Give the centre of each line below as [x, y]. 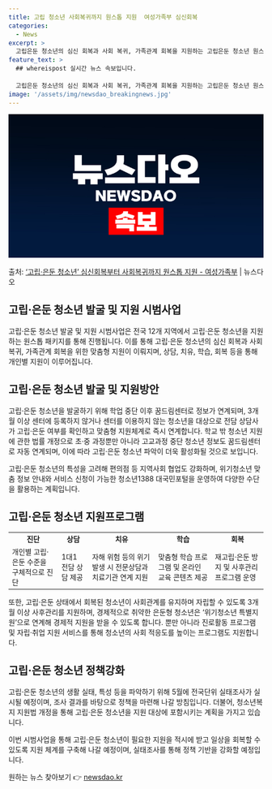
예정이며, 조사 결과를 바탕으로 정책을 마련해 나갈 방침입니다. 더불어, [129, 701]
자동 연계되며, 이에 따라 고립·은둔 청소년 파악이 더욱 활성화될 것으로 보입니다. [138, 451]
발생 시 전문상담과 [120, 567]
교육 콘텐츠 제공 [183, 577]
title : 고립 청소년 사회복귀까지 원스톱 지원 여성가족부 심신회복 [103, 17]
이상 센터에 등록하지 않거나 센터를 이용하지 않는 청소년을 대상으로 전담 [127, 420]
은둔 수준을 [29, 562]
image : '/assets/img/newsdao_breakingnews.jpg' [90, 94]
